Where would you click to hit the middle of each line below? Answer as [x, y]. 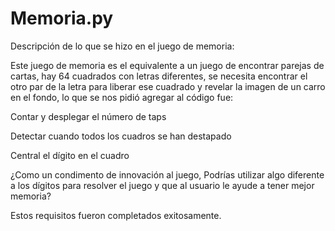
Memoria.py [62, 18]
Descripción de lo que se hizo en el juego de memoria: [122, 46]
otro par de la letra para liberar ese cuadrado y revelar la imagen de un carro [168, 86]
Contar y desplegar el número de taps [88, 116]
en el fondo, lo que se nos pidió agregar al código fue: [122, 97]
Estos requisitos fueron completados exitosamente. [116, 215]
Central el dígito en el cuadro [70, 155]
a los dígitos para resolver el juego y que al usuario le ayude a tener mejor [162, 185]
